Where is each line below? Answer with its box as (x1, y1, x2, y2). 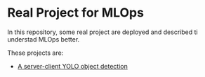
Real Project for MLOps (7, 5, 144, 21)
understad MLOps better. (7, 35, 80, 43)
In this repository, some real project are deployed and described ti (7, 28, 198, 36)
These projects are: (7, 49, 64, 57)
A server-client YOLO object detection (17, 62, 128, 70)
